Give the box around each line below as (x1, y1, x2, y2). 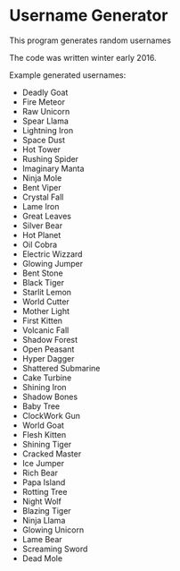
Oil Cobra (21, 239, 58, 250)
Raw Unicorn (21, 106, 70, 116)
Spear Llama (21, 115, 70, 126)
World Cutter (21, 296, 70, 307)
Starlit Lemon (21, 286, 72, 297)
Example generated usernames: (9, 69, 127, 81)
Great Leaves (21, 210, 71, 221)
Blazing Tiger (21, 505, 71, 516)
